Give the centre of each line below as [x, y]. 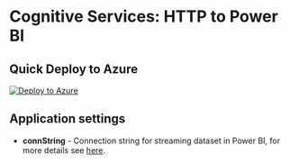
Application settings [68, 119]
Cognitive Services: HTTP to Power [144, 17]
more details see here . [64, 150]
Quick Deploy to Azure [73, 69]
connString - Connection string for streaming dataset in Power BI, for [151, 141]
